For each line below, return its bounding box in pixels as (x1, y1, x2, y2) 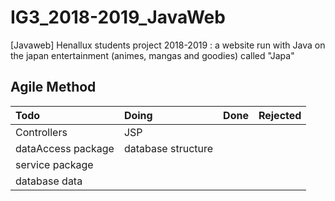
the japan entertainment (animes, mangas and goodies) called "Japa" (10, 49, 295, 61)
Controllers (15, 125, 68, 139)
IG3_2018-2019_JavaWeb (10, 6, 226, 29)
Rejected (258, 108, 302, 122)
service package (15, 157, 94, 171)
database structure (123, 141, 214, 155)
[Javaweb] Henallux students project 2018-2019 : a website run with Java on (10, 39, 326, 51)
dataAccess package (15, 141, 115, 155)
